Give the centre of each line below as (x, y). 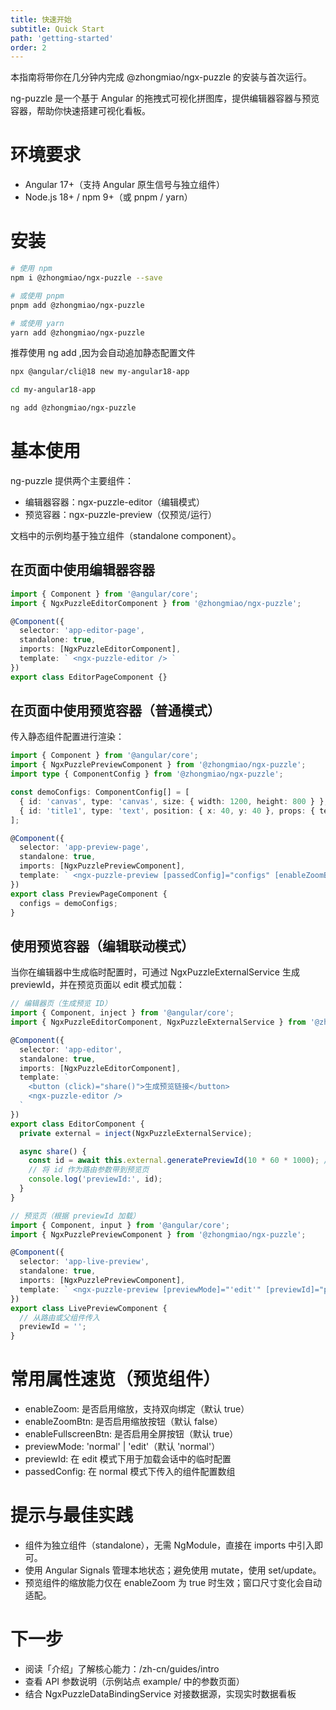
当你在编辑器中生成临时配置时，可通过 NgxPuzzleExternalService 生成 (155, 972)
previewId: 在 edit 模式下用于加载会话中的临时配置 (128, 1459)
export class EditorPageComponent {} (89, 677)
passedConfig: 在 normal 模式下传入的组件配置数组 (130, 1472)
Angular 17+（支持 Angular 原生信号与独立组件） (125, 185)
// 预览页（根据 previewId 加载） (75, 1216)
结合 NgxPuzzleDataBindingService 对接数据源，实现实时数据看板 (160, 1693)
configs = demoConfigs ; (68, 903)
